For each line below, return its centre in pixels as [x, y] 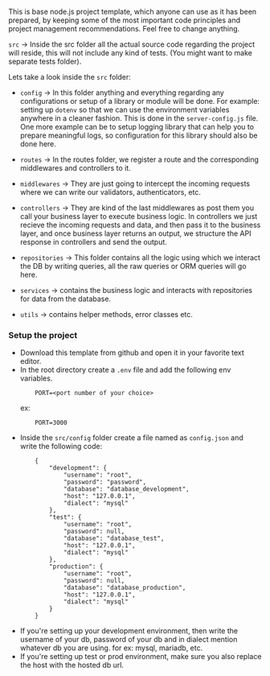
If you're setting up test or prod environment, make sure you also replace [141, 657]
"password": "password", [105, 482]
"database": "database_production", [125, 588]
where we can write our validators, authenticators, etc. [110, 192]
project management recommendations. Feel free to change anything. [124, 29]
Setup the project [43, 335]
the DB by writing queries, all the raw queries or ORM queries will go [133, 266]
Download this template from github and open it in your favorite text [132, 352]
